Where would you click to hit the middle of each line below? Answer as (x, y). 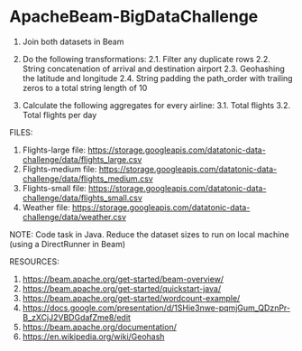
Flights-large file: (54, 150)
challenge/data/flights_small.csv (82, 198)
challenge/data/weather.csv (74, 217)
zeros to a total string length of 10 (85, 88)
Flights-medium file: (59, 169)
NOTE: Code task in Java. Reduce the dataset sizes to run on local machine (150, 234)
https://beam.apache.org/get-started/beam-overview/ (123, 279)
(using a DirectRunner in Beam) (68, 244)
